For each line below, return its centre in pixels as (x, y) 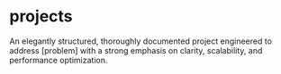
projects (41, 16)
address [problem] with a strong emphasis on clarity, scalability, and (136, 50)
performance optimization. (59, 60)
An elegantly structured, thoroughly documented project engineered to (141, 41)
